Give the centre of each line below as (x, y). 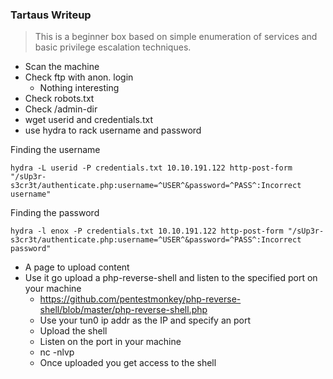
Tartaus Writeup (51, 15)
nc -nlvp (57, 352)
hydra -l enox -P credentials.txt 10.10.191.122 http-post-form (147, 231)
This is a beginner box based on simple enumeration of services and (176, 37)
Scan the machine (62, 67)
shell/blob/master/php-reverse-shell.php (123, 310)
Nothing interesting (79, 88)
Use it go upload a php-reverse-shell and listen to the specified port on (171, 278)
